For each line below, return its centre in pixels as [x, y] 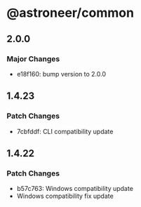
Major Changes [33, 59]
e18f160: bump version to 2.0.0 [61, 74]
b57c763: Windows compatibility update [75, 189]
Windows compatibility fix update [65, 196]
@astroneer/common [70, 13]
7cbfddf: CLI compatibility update [65, 131]
